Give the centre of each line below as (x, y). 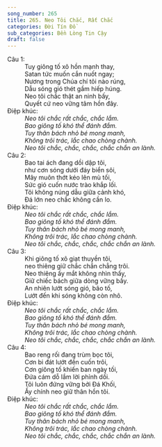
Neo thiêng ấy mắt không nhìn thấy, (75, 274)
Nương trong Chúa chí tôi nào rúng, (75, 81)
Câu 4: (17, 348)
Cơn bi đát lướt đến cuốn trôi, (66, 362)
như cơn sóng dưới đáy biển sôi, (71, 170)
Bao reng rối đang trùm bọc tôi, (69, 355)
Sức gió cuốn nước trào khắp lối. (71, 185)
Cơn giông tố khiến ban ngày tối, (71, 370)
